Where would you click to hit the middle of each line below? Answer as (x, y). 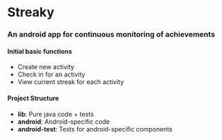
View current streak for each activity (71, 82)
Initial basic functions (40, 51)
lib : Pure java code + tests (55, 114)
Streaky (31, 12)
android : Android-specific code (64, 122)
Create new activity (46, 67)
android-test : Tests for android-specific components (95, 129)
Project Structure (33, 98)
